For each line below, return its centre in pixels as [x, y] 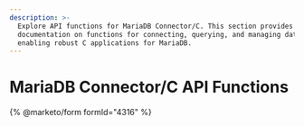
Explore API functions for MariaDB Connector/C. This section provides [156, 26]
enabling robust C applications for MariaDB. [105, 43]
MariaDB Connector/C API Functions [149, 87]
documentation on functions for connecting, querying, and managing [149, 34]
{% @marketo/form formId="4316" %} [81, 112]
